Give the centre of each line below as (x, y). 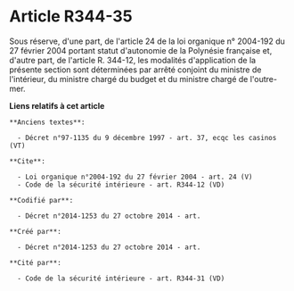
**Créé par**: (36, 231)
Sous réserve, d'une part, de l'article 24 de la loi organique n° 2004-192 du (147, 41)
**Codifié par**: (41, 200)
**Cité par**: (36, 262)
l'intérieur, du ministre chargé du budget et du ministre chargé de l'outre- (143, 79)
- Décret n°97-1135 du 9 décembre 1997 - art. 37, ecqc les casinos (147, 137)
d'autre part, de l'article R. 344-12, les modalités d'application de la (133, 60)
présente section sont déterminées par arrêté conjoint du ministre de (135, 70)
